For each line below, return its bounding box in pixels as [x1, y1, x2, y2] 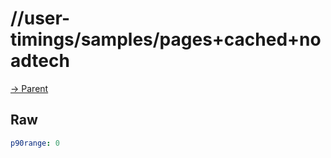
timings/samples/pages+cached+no [10, 28, 322, 51]
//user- [10, 7, 71, 30]
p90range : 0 [10, 138, 60, 148]
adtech [10, 50, 70, 72]
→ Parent [10, 82, 49, 94]
